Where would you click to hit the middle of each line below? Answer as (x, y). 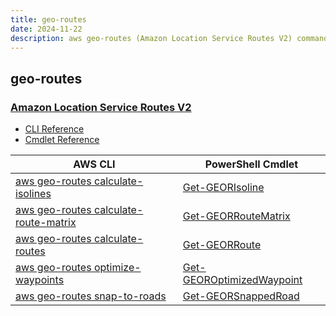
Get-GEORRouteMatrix (236, 216)
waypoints (40, 280)
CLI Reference (54, 129)
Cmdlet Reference (62, 140)
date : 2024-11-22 (46, 29)
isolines (33, 194)
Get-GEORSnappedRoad (241, 296)
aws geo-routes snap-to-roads (91, 296)
